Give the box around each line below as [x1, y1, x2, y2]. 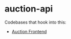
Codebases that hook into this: [4, 19, 67, 25]
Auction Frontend [11, 28, 47, 34]
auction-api [4, 3, 53, 14]
